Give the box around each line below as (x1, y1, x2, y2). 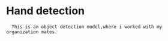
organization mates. (6, 29, 58, 35)
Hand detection (6, 4, 85, 18)
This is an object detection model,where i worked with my (11, 24, 163, 30)
